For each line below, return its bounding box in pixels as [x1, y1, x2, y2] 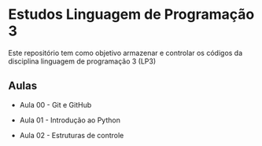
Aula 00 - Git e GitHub [19, 100, 92, 109]
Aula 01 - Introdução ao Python [19, 115, 120, 125]
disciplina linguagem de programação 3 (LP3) [8, 57, 157, 66]
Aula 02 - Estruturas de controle [19, 130, 124, 140]
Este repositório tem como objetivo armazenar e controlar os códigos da [8, 48, 243, 57]
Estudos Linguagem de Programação [8, 5, 255, 24]
